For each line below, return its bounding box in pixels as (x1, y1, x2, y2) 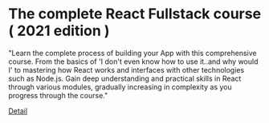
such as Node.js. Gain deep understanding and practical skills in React (8, 73, 242, 83)
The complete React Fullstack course (8, 5, 262, 23)
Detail (8, 105, 28, 116)
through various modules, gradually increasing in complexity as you (8, 81, 232, 92)
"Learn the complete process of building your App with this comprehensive (8, 48, 257, 58)
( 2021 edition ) (8, 22, 110, 40)
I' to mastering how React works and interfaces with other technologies (8, 65, 245, 74)
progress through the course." (8, 90, 108, 100)
